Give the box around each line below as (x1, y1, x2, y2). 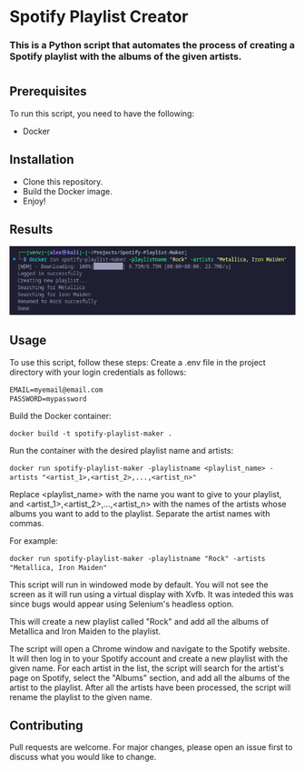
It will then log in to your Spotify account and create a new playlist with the (9, 653, 289, 664)
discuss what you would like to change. (9, 752, 157, 763)
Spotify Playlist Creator (9, 6, 189, 27)
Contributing (9, 718, 84, 734)
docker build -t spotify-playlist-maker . (9, 429, 172, 438)
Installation (9, 152, 74, 167)
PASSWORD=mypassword (9, 394, 88, 404)
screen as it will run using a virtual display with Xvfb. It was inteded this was (9, 588, 294, 599)
